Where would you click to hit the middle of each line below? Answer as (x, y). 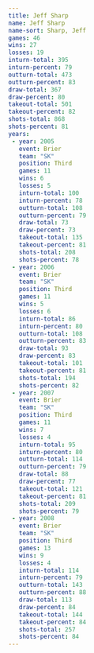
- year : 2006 (33, 267)
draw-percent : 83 (47, 356)
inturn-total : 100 (49, 193)
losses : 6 (35, 311)
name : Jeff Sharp (37, 23)
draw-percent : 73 (47, 230)
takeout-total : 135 (51, 238)
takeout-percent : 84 (53, 622)
